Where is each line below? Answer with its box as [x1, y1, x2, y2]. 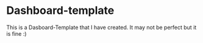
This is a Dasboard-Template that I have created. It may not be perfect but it [6, 24, 197, 31]
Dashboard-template [6, 4, 115, 18]
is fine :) [6, 30, 27, 37]
